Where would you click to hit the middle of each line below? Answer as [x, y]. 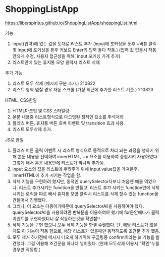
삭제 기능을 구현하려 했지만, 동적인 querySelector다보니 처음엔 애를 [78, 181]
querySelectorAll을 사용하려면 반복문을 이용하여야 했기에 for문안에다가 [81, 212]
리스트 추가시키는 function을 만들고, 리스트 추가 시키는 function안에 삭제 [89, 188]
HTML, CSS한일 [21, 100]
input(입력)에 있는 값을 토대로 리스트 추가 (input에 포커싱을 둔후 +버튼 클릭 [84, 44]
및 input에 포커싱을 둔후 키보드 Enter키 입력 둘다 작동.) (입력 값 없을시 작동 [84, 50]
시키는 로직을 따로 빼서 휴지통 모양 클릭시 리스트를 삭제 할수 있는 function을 [85, 193]
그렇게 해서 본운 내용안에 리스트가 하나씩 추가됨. [58, 163]
